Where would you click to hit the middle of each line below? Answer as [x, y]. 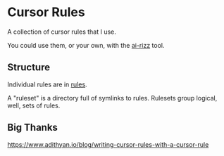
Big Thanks [33, 128]
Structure [29, 67]
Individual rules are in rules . [47, 84]
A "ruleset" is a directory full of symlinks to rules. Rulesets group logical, [112, 98]
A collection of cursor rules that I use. [62, 32]
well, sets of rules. [34, 105]
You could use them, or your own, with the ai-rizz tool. [86, 45]
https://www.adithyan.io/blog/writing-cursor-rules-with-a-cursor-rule [108, 144]
